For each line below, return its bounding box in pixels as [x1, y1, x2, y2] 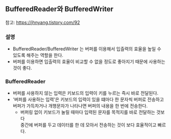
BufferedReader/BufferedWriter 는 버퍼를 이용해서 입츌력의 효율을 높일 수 [12, 46, 162, 52]
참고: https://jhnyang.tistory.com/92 [5, 19, 80, 25]
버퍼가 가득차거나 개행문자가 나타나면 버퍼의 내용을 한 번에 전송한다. [12, 103, 148, 109]
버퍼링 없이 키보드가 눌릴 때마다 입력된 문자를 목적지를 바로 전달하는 [20, 109, 156, 116]
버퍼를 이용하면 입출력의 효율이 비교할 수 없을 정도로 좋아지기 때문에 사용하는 [12, 59, 166, 65]
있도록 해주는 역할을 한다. [12, 52, 64, 59]
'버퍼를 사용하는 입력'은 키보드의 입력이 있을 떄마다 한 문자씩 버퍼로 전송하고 [12, 96, 164, 103]
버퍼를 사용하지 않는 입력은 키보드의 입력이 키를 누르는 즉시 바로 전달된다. [12, 90, 159, 96]
